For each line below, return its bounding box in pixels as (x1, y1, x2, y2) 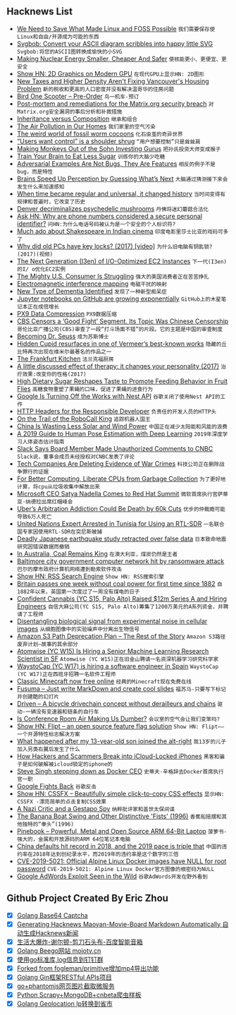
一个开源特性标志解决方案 (16, 731, 80, 738)
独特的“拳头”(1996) (22, 820, 75, 828)
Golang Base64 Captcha (16, 911, 89, 920)
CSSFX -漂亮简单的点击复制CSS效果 (16, 798, 107, 805)
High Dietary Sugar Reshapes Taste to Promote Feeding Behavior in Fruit (16, 377, 228, 385)
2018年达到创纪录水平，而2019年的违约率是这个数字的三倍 (32, 851, 179, 858)
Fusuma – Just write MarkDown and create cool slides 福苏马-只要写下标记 (16, 684, 227, 692)
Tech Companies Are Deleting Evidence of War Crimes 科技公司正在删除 (16, 459, 220, 468)
